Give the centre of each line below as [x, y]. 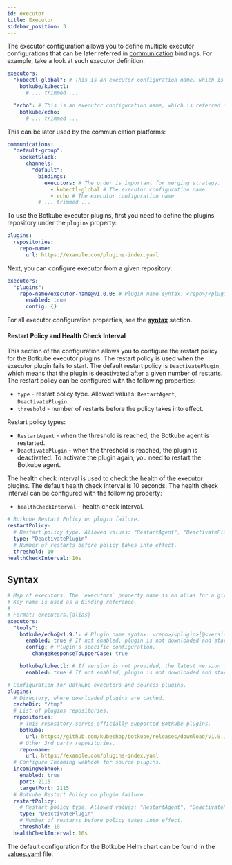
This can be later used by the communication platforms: [87, 132]
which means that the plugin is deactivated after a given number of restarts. [115, 373]
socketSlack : [38, 157]
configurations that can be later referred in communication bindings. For [110, 53]
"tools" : [26, 628]
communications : [30, 144]
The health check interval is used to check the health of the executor [105, 478]
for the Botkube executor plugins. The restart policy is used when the [106, 358]
